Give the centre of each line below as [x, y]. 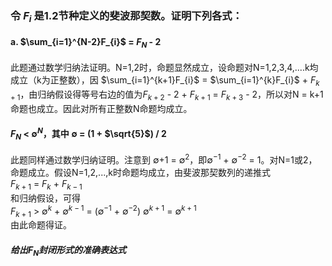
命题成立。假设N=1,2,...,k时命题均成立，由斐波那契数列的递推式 [140, 173]
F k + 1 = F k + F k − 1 [46, 185]
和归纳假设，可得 [45, 198]
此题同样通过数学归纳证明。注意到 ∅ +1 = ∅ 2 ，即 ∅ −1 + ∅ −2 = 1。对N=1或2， [164, 159]
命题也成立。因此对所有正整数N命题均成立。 [101, 108]
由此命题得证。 [41, 225]
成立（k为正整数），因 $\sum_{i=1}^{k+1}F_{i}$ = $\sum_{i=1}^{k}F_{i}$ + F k [165, 81]
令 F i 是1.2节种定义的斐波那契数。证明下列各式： [126, 16]
